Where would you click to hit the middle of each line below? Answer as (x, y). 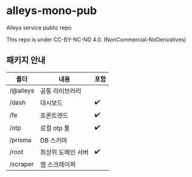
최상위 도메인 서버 (64, 153)
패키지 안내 (26, 60)
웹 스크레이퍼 (58, 164)
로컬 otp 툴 (55, 128)
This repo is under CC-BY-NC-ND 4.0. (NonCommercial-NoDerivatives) (96, 39)
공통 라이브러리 (61, 91)
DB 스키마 (54, 140)
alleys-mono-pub (52, 11)
